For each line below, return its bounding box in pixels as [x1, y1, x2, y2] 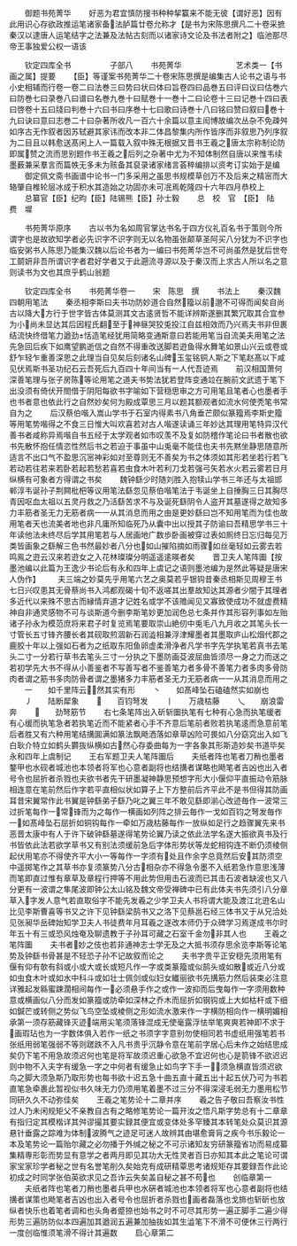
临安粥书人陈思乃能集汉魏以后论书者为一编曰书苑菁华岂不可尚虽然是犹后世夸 [9, 245, 288, 255]
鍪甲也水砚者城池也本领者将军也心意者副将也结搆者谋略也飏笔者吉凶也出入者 [9, 762, 288, 773]
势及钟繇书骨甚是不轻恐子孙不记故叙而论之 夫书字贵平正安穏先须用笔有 [9, 951, 283, 961]
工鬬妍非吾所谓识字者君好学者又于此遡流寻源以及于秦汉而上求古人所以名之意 [9, 256, 288, 266]
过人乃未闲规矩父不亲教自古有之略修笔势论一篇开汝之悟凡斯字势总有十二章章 [9, 1106, 288, 1116]
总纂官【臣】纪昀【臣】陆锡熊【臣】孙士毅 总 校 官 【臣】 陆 [24, 193, 275, 203]
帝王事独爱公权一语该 [9, 41, 87, 51]
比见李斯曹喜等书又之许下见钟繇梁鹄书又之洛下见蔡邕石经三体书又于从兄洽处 [9, 907, 288, 916]
